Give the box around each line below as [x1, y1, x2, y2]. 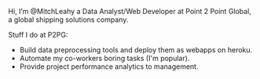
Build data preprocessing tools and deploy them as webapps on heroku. [19, 45, 253, 54]
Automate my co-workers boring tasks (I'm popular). [19, 54, 190, 63]
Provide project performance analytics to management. [19, 62, 199, 71]
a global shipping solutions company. [8, 15, 129, 24]
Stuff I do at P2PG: [8, 31, 68, 39]
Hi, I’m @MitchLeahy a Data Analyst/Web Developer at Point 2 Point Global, [8, 7, 251, 16]
